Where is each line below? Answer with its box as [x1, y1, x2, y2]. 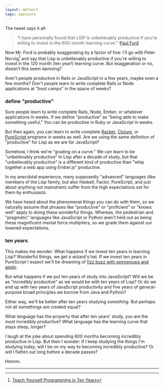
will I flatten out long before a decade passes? [5, 349, 98, 355]
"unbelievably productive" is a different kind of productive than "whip [5, 159, 144, 165]
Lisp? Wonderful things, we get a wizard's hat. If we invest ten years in [5, 253, 147, 260]
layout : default [5, 7, 38, 12]
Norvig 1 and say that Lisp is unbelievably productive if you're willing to [5, 54, 146, 61]
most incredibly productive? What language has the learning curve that [5, 318, 148, 324]
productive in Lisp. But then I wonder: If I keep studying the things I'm [5, 339, 145, 344]
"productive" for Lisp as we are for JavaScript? [5, 139, 100, 145]
